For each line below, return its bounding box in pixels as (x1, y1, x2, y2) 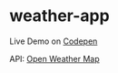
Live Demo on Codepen (9, 36, 98, 47)
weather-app (9, 5, 111, 26)
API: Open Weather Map (9, 53, 100, 64)
